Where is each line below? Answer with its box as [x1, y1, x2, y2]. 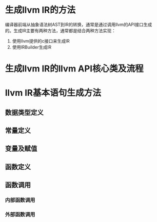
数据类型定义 [5, 108, 44, 116]
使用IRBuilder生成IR [12, 44, 52, 50]
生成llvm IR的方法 [5, 4, 76, 16]
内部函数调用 [5, 197, 36, 203]
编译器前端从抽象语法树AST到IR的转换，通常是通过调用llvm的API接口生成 [5, 22, 152, 27]
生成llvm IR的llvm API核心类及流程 [5, 63, 144, 74]
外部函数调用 [5, 211, 36, 218]
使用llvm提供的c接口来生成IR [12, 38, 70, 44]
